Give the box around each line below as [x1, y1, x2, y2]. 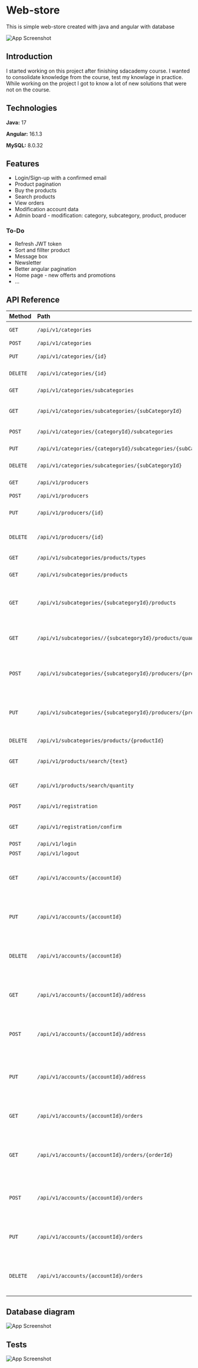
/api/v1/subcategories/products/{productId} [37, 737, 164, 744]
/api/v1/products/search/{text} [37, 758, 128, 765]
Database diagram [6, 1307, 75, 1317]
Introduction [6, 51, 53, 62]
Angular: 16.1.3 [6, 130, 42, 137]
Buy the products [14, 187, 57, 194]
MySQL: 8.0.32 [6, 142, 43, 149]
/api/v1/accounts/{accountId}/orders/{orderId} [37, 1152, 173, 1159]
